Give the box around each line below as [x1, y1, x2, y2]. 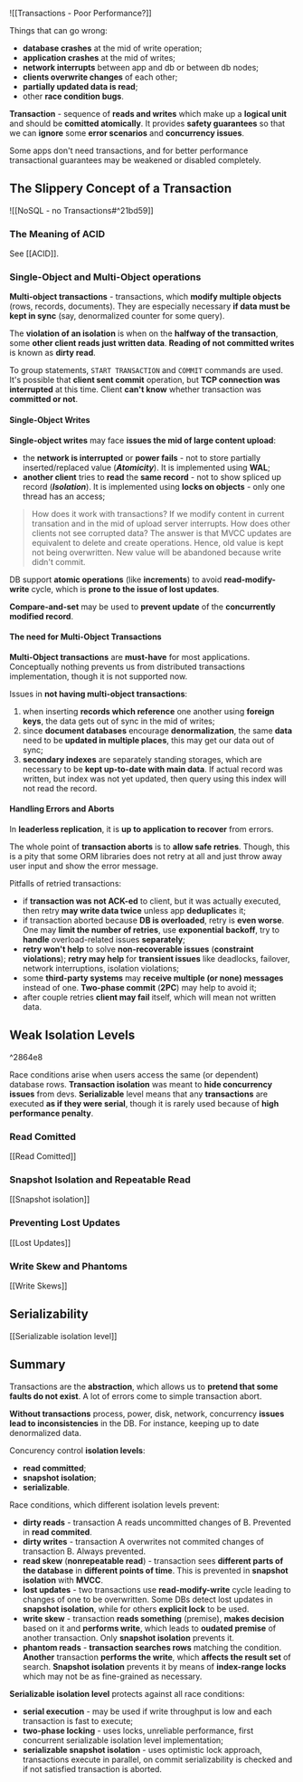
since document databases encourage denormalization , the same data [22, 724, 292, 736]
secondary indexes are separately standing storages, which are [22, 753, 262, 764]
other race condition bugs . [22, 91, 124, 101]
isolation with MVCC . [22, 1575, 104, 1586]
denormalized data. [9, 1427, 81, 1438]
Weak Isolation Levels [9, 1028, 136, 1043]
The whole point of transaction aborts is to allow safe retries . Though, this [9, 841, 290, 852]
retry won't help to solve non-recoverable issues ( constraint [22, 944, 254, 954]
